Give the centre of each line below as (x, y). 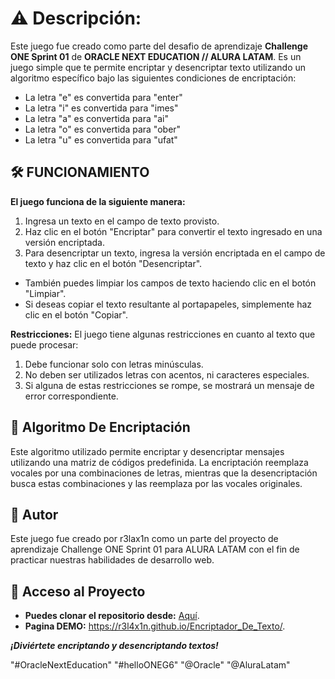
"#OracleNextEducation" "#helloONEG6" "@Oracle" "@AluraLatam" (150, 665)
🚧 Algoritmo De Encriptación (100, 427)
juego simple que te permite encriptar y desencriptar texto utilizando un (158, 67)
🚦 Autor (34, 514)
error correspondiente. (71, 396)
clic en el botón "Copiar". (76, 314)
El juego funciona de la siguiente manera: (98, 201)
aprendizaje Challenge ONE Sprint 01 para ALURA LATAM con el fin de (155, 549)
